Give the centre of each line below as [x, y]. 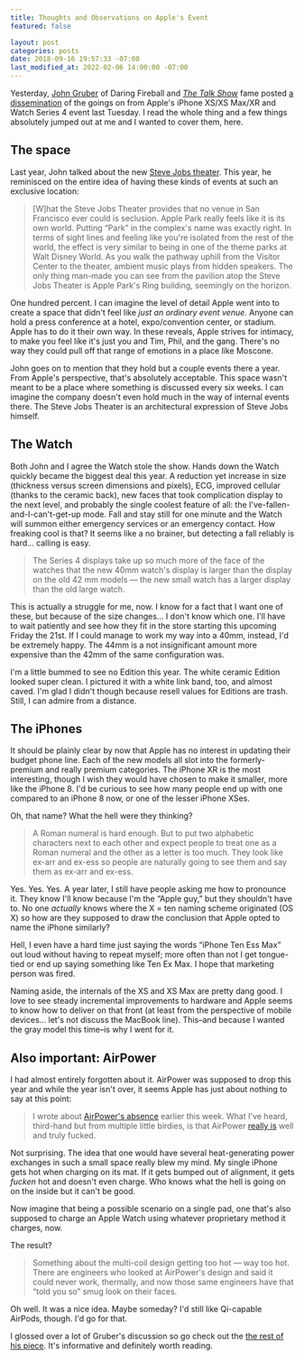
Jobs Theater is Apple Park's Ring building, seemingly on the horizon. [162, 285]
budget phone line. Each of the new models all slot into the [119, 760]
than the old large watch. [78, 589]
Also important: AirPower [83, 1057]
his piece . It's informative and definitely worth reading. [111, 1346]
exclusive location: [45, 191]
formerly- [247, 760]
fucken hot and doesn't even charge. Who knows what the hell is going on [148, 1181]
